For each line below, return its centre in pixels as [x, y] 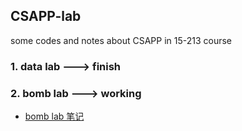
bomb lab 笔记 [54, 116]
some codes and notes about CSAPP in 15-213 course [121, 40]
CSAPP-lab [46, 16]
